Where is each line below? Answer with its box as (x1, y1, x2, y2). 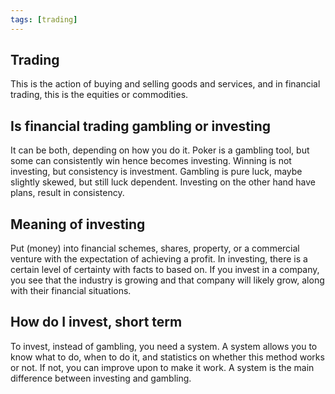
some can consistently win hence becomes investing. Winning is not (10, 155, 292, 167)
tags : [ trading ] (10, 14, 78, 25)
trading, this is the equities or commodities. (10, 89, 189, 101)
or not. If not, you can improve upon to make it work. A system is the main (10, 361, 315, 373)
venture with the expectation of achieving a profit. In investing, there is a (10, 253, 308, 265)
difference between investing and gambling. (10, 372, 192, 384)
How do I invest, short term (10, 314, 183, 331)
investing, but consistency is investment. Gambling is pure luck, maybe (10, 166, 303, 178)
